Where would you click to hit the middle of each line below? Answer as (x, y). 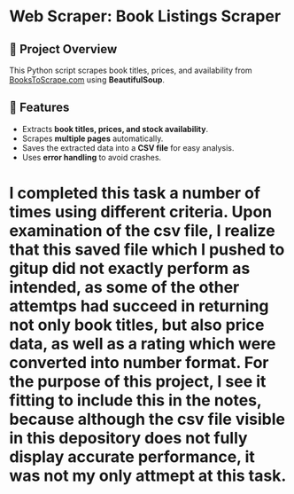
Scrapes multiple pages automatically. (93, 138)
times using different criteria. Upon (141, 212)
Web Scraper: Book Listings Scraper (145, 16)
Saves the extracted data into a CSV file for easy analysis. (128, 147)
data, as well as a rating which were (143, 344)
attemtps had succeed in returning (139, 306)
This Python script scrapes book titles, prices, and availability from (131, 70)
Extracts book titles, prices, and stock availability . (115, 129)
